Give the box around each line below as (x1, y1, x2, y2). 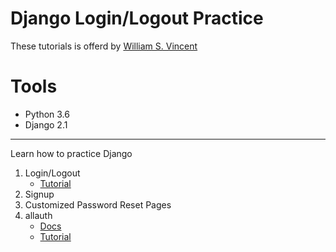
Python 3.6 (24, 108, 70, 120)
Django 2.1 (24, 118, 68, 131)
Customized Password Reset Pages (24, 198, 172, 211)
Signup (24, 188, 55, 200)
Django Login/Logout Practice (10, 7, 264, 30)
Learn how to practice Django (10, 147, 133, 159)
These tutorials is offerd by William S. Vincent (10, 40, 198, 52)
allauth (24, 209, 53, 221)
